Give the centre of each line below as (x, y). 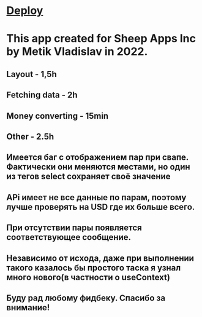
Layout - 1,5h (32, 74)
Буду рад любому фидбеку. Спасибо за (86, 298)
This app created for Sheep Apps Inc (101, 39)
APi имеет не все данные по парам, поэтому (96, 197)
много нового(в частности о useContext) (88, 277)
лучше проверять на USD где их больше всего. (101, 207)
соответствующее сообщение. (69, 237)
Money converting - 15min (58, 116)
